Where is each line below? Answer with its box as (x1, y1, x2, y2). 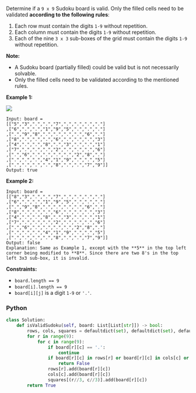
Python (6, 304, 27, 312)
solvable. (14, 70, 37, 77)
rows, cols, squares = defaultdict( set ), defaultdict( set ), (27, 328, 176, 334)
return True (27, 382, 57, 388)
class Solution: (6, 317, 45, 323)
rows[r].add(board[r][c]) (47, 366, 111, 372)
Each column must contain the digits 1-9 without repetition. (14, 29, 156, 36)
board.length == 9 (14, 278, 60, 284)
